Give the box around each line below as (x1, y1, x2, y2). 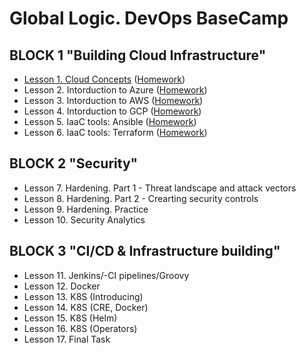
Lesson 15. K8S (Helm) (23, 312, 118, 324)
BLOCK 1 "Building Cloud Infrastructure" (9, 47, 267, 64)
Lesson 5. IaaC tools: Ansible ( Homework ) (23, 116, 197, 127)
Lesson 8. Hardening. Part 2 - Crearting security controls (23, 192, 259, 204)
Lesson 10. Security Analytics (23, 213, 146, 226)
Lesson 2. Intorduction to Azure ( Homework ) (23, 84, 208, 96)
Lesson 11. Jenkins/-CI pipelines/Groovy (23, 269, 190, 281)
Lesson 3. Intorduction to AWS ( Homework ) (23, 95, 204, 106)
